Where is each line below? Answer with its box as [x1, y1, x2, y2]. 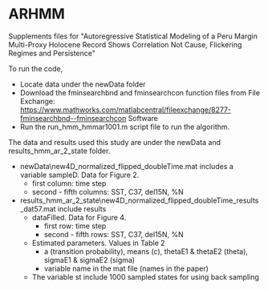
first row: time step [43, 221, 107, 231]
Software [128, 113, 159, 123]
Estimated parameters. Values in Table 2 [31, 238, 166, 248]
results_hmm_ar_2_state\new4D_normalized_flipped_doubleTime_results [19, 195, 259, 205]
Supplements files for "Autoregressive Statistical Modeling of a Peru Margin [8, 31, 258, 41]
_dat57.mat [19, 203, 56, 213]
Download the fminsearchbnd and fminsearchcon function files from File [19, 87, 261, 97]
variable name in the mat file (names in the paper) [43, 264, 209, 273]
